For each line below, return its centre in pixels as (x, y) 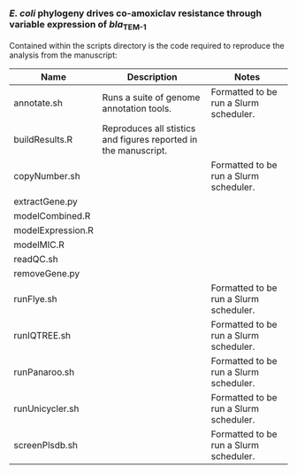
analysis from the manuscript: (63, 55)
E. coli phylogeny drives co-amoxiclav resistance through (136, 13)
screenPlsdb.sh (46, 445)
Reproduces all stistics (149, 128)
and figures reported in (150, 139)
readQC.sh (36, 259)
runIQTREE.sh (42, 335)
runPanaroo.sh (44, 372)
